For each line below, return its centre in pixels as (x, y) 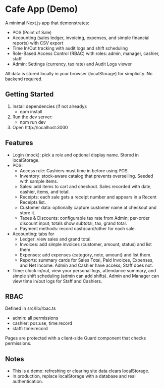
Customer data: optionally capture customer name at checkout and (88, 207)
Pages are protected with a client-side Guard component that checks (76, 338)
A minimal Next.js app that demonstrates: (47, 23)
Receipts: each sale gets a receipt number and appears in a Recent (88, 197)
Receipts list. (33, 202)
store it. (27, 213)
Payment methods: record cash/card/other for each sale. (78, 228)
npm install (31, 111)
